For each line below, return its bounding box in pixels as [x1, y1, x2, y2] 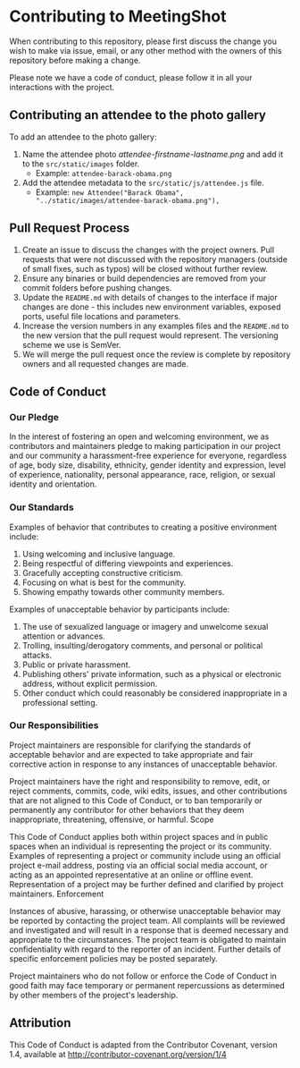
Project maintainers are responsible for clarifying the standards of [9, 740, 252, 750]
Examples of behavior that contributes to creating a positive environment [9, 521, 278, 532]
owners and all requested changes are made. [21, 358, 189, 369]
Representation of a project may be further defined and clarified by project [9, 878, 284, 889]
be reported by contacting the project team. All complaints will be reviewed [9, 915, 286, 926]
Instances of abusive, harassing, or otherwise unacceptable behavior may [9, 905, 281, 916]
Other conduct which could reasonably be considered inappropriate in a [21, 687, 287, 699]
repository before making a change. [9, 55, 141, 65]
